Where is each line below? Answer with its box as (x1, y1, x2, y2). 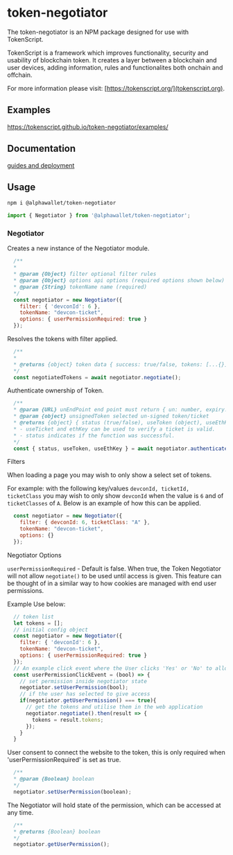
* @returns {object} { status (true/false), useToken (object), (13, 420, 203, 426)
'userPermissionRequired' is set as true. (7, 756, 121, 764)
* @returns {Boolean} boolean (13, 828, 101, 835)
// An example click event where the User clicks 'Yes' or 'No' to (13, 664, 213, 672)
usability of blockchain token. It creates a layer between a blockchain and (7, 55, 217, 64)
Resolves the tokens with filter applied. (7, 335, 118, 343)
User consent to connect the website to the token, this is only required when (7, 748, 225, 757)
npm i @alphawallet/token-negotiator (7, 200, 116, 207)
